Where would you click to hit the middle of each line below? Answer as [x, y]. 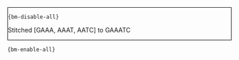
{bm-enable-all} [31, 49]
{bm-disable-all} [33, 17]
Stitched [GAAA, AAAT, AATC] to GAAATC [69, 30]
